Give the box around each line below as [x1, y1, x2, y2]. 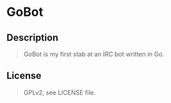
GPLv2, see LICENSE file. [23, 88, 96, 97]
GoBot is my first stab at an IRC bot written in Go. [23, 50, 165, 58]
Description [6, 32, 58, 44]
